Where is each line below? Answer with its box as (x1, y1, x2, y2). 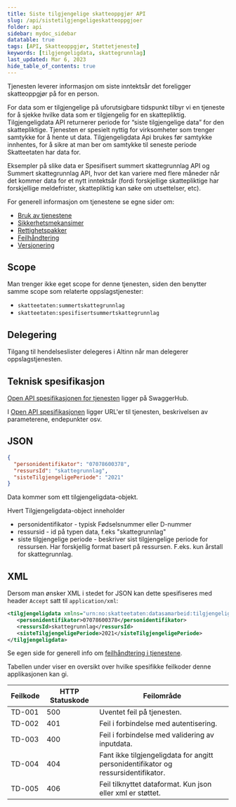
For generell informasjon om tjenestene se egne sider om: (7, 198, 174, 206)
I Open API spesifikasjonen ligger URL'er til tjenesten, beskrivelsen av (7, 408, 209, 416)
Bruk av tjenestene (17, 211, 72, 219)
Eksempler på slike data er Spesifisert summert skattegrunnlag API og (7, 161, 210, 169)
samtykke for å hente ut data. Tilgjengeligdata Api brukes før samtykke (7, 133, 213, 141)
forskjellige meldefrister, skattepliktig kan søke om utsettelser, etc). (7, 183, 202, 192)
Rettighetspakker (17, 226, 67, 234)
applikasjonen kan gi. (7, 670, 69, 678)
